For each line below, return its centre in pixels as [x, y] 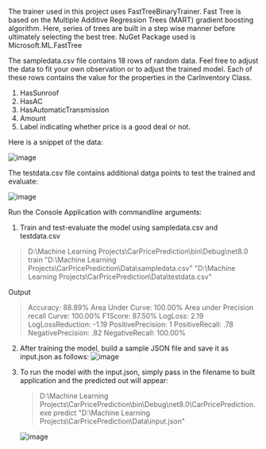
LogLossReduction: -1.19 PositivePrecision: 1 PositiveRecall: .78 [131, 324]
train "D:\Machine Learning [72, 260]
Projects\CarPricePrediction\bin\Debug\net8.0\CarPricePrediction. [147, 404]
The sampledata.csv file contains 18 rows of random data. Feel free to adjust [133, 60]
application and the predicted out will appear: [94, 380]
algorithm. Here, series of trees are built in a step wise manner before [122, 28]
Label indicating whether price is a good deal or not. [105, 127]
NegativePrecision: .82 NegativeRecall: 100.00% [107, 333]
